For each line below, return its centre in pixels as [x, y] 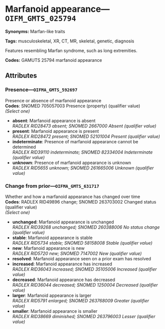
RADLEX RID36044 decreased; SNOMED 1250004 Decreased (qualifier [85, 285]
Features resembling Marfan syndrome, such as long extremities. [71, 50]
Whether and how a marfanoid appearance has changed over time [73, 197]
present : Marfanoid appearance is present [56, 131]
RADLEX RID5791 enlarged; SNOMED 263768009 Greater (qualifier [81, 300]
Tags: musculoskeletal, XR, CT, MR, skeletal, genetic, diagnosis [70, 41]
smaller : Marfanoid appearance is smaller [55, 311]
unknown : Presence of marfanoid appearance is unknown [72, 163]
